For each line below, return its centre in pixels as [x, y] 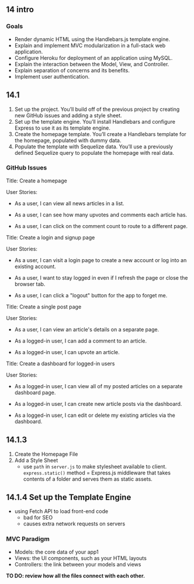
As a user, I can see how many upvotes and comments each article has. [101, 215]
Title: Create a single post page [44, 307]
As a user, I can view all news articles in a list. [69, 203]
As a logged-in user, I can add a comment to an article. [81, 341]
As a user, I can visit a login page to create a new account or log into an [101, 260]
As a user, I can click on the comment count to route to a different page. [101, 226]
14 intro [20, 10]
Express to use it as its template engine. [63, 128]
